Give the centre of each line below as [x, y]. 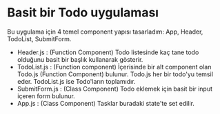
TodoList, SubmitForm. [39, 38]
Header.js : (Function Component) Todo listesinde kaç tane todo [108, 52]
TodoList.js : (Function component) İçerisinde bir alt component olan [114, 67]
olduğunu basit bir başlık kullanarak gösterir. [80, 59]
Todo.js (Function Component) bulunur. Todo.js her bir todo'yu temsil [115, 74]
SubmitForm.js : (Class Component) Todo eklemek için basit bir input [114, 89]
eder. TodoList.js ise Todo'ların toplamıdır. [76, 81]
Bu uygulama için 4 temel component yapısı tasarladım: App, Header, [105, 32]
